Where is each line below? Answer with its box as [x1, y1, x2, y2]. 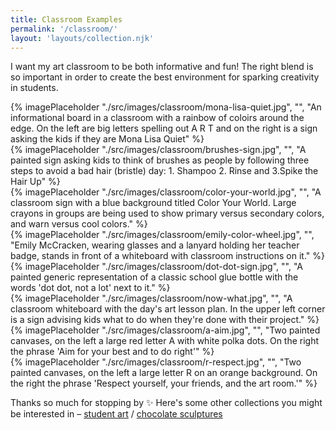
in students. [10, 82, 59, 94]
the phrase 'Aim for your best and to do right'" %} [10, 346, 215, 358]
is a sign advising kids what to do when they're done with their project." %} [10, 314, 320, 326]
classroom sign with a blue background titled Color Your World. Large [10, 197, 297, 209]
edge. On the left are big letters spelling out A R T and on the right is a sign [10, 122, 318, 135]
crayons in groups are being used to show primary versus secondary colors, [10, 207, 325, 220]
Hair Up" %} [10, 176, 61, 188]
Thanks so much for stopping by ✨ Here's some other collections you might [10, 397, 323, 409]
